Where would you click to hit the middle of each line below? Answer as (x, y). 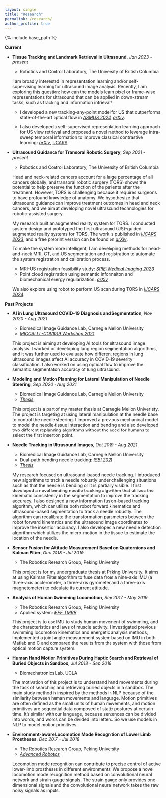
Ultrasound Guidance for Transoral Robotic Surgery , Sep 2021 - (79, 152)
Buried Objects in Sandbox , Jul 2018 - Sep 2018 (62, 663)
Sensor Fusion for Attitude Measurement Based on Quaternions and (83, 548)
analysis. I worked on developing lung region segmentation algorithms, (84, 349)
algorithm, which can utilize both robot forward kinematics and (76, 506)
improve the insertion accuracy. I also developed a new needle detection (86, 527)
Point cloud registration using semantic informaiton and (76, 274)
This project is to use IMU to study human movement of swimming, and (85, 622)
